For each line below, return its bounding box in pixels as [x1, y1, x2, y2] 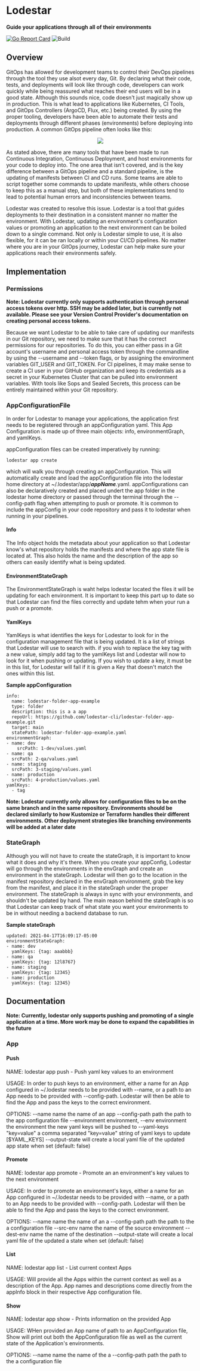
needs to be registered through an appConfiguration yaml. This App [6, 421, 173, 429]
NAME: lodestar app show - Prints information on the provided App [6, 1315, 171, 1322]
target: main [11, 725, 44, 731]
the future [6, 1025, 32, 1032]
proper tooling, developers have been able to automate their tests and [6, 113, 178, 120]
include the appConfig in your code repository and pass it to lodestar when [6, 506, 191, 513]
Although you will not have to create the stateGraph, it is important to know [6, 852, 190, 859]
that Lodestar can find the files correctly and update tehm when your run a [6, 598, 190, 605]
